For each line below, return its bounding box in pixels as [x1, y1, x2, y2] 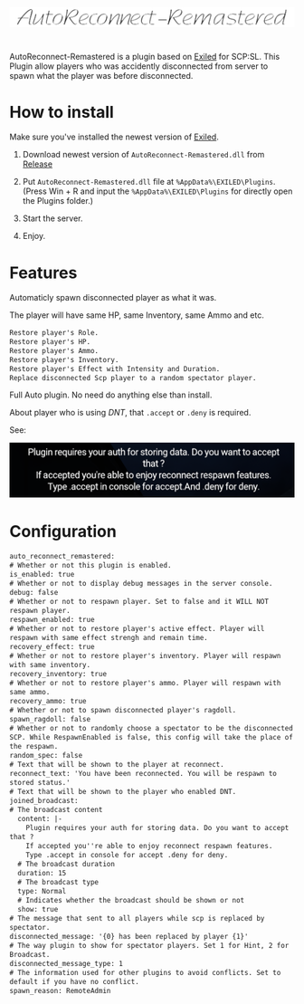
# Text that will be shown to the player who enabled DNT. [9, 788, 237, 797]
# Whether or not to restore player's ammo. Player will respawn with [9, 679, 281, 688]
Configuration [9, 521, 118, 541]
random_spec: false [9, 751, 83, 760]
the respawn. [9, 742, 59, 751]
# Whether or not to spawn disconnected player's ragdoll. [9, 706, 237, 715]
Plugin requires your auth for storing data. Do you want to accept [25, 824, 290, 833]
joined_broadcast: [9, 797, 79, 806]
